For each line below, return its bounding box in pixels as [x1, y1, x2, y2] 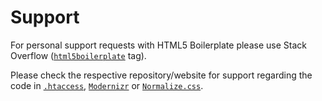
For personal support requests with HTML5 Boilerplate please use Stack [10, 39, 307, 51]
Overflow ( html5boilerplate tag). [10, 49, 147, 61]
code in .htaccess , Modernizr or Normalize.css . [10, 79, 204, 91]
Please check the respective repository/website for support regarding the [10, 69, 313, 81]
